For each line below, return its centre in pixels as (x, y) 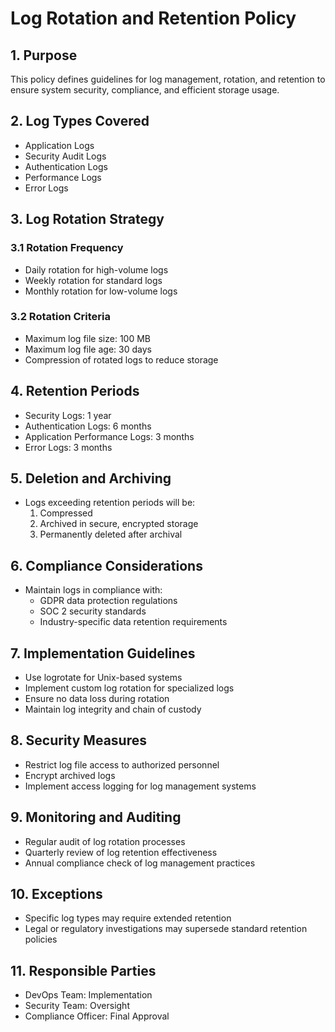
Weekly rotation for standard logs (93, 280)
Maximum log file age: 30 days (88, 349)
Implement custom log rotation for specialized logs (129, 688)
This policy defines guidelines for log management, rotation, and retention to (168, 79)
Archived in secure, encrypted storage (119, 524)
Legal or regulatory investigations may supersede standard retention (166, 929)
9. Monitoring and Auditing (96, 817)
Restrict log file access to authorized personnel (122, 764)
